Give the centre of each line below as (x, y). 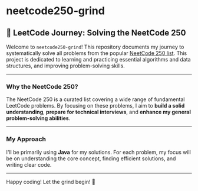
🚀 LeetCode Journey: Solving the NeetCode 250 (96, 33)
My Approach (26, 139)
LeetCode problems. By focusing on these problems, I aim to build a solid (95, 106)
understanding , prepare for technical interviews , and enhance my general (99, 112)
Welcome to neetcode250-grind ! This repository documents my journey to (95, 47)
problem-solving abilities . (38, 118)
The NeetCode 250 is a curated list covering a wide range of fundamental (95, 99)
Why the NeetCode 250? (42, 86)
